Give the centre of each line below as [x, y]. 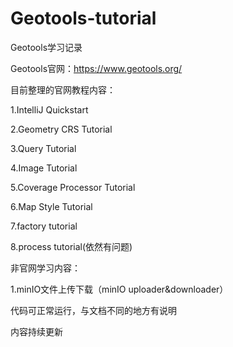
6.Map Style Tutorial [51, 206]
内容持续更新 [36, 331]
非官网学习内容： [45, 268]
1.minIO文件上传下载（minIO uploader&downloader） [119, 289]
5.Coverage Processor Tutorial [73, 187]
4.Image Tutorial [44, 168]
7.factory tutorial [44, 226]
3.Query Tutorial [43, 148]
